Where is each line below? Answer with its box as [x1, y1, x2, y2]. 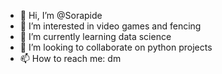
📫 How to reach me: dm [19, 53, 122, 64]
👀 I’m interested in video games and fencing [19, 20, 202, 32]
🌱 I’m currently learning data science [19, 31, 172, 42]
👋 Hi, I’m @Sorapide [19, 10, 103, 21]
